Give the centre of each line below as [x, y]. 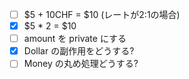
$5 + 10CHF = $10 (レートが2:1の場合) [102, 14]
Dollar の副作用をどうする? [79, 51]
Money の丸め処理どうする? [81, 64]
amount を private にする [75, 39]
